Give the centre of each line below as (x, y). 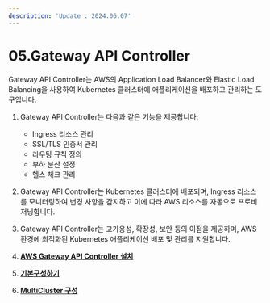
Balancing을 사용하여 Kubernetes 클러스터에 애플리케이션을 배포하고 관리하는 (131, 89)
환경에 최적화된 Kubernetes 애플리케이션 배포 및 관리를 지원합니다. (125, 238)
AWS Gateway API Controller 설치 (77, 256)
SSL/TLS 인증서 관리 (65, 144)
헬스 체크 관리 (54, 174)
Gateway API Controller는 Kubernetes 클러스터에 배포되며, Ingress (127, 191)
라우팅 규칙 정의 (57, 154)
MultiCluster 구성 (49, 290)
